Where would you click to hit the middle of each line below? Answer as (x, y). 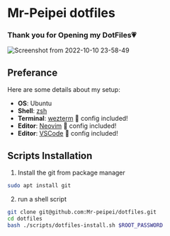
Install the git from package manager (71, 173)
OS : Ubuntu (35, 103)
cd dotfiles (25, 218)
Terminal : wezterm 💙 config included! (73, 119)
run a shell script (42, 199)
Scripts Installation (50, 156)
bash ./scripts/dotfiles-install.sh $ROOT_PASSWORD (85, 225)
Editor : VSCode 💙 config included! (68, 134)
